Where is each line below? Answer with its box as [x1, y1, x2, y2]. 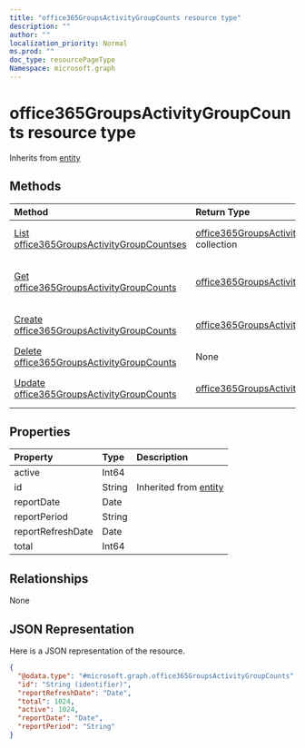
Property [14, 451, 54, 464]
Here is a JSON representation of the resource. [9, 645, 186, 656]
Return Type [195, 205, 251, 218]
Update [14, 376, 45, 389]
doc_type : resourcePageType [9, 55, 116, 64]
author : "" [9, 30, 51, 39]
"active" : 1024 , [17, 705, 79, 714]
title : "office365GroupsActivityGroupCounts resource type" [9, 13, 242, 23]
